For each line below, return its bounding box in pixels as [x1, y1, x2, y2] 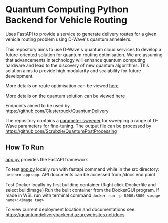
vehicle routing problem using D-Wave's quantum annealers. [5, 36, 132, 42]
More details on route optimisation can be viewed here [5, 82, 119, 89]
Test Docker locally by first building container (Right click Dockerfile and [5, 181, 156, 188]
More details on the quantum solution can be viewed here [5, 93, 125, 99]
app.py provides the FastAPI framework [5, 156, 88, 162]
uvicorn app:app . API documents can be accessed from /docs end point [5, 171, 156, 177]
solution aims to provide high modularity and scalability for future [5, 67, 141, 74]
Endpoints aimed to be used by [5, 102, 70, 108]
